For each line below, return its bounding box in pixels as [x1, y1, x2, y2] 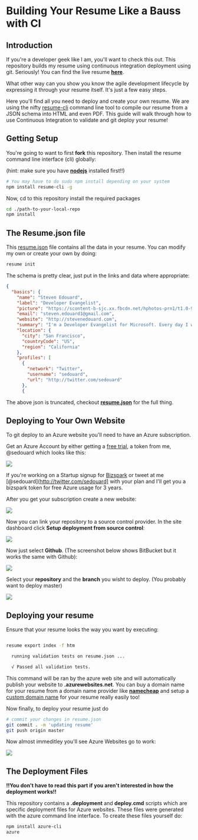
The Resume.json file [6, 228, 85, 238]
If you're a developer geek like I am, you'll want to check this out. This [6, 56, 176, 63]
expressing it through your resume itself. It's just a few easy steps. [6, 86, 167, 93]
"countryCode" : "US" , [21, 338, 75, 344]
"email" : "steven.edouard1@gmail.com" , [16, 311, 115, 317]
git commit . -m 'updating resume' [6, 722, 94, 728]
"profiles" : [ [16, 355, 51, 361]
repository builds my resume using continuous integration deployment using [6, 62, 192, 69]
